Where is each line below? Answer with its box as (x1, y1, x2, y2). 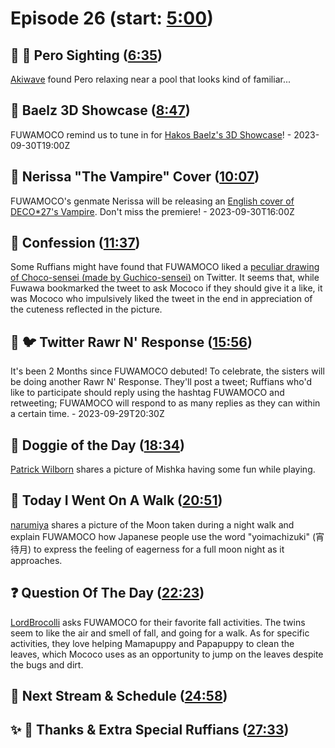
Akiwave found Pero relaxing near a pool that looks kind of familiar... (10, 73, 291, 85)
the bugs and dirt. (10, 658, 84, 671)
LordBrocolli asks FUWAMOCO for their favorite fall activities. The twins (10, 616, 306, 628)
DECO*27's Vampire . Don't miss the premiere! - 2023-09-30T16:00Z (10, 205, 295, 217)
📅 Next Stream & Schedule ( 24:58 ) (10, 688, 228, 705)
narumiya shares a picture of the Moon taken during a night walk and (10, 518, 295, 531)
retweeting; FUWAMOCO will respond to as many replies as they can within (10, 397, 321, 409)
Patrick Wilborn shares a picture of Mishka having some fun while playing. (10, 463, 316, 476)
